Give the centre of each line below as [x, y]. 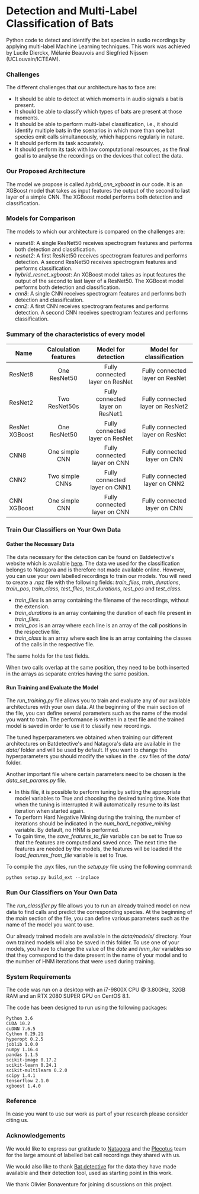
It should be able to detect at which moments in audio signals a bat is [99, 99]
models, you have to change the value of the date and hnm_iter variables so [99, 948]
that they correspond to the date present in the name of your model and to [97, 955]
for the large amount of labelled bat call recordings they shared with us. [93, 1155]
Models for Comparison [41, 218]
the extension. [32, 607]
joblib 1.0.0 [22, 1045]
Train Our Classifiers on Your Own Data [64, 530]
